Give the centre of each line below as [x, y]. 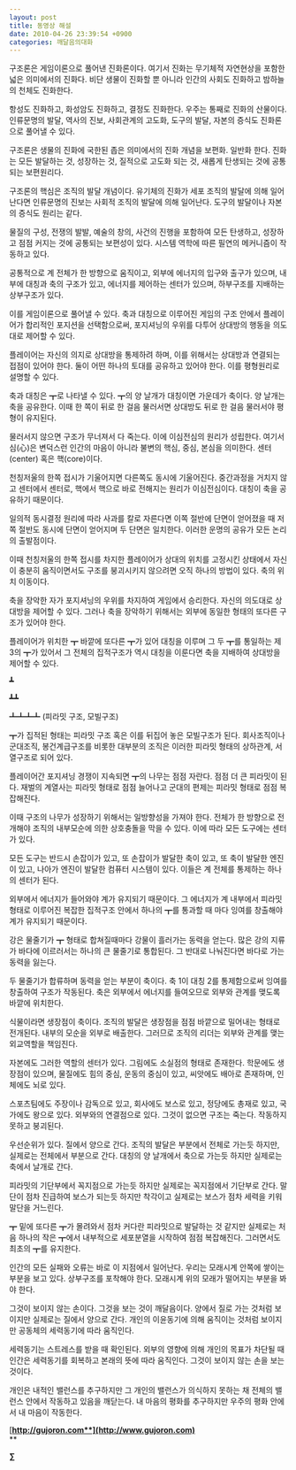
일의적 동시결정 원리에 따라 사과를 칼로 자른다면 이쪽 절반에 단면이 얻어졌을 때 [142, 519]
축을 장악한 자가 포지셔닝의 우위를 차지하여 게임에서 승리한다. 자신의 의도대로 [141, 600]
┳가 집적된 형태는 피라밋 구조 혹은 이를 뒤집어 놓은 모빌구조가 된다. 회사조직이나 [147, 735]
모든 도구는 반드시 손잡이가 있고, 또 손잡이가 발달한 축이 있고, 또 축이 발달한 [138, 858]
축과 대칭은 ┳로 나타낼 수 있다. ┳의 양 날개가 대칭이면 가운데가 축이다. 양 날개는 [147, 396]
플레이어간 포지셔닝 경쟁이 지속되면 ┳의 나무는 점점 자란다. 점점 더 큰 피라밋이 [144, 776]
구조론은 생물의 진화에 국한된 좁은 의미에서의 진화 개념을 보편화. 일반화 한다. [140, 150]
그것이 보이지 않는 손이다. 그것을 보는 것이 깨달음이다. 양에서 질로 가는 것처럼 [141, 1308]
